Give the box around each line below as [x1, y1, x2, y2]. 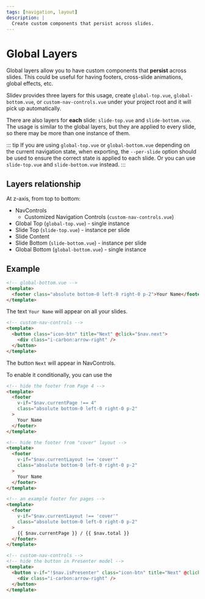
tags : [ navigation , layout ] [6, 9, 78, 15]
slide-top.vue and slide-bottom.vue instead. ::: [6, 161, 126, 168]
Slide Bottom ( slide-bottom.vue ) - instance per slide [15, 239, 147, 247]
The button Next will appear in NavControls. [6, 359, 116, 366]
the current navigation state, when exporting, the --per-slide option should [6, 148, 196, 155]
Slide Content [15, 233, 50, 240]
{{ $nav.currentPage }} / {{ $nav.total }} [17, 530, 130, 536]
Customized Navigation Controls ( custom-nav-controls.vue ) [24, 214, 174, 221]
